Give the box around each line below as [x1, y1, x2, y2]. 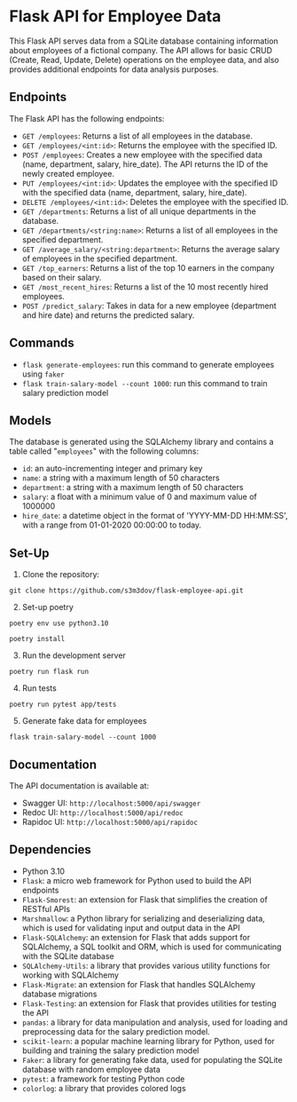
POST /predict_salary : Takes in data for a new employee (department [21, 300, 277, 311]
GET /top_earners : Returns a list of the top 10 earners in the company [21, 262, 275, 273]
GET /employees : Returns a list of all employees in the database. [21, 131, 253, 141]
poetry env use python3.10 [9, 619, 109, 628]
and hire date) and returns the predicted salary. [21, 309, 195, 321]
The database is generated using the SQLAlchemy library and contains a [9, 437, 274, 448]
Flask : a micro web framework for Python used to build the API [21, 875, 252, 885]
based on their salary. [21, 272, 102, 282]
